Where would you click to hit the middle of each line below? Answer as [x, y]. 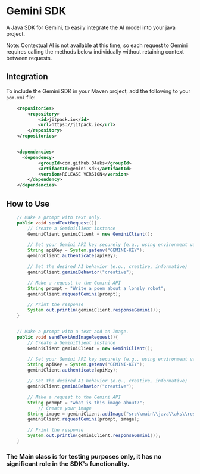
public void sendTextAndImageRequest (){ [68, 337]
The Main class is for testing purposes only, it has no [84, 456]
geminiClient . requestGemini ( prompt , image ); [84, 419]
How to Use [28, 204]
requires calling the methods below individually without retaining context [95, 51]
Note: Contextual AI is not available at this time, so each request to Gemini [97, 45]
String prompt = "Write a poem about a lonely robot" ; [97, 288]
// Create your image [65, 408]
